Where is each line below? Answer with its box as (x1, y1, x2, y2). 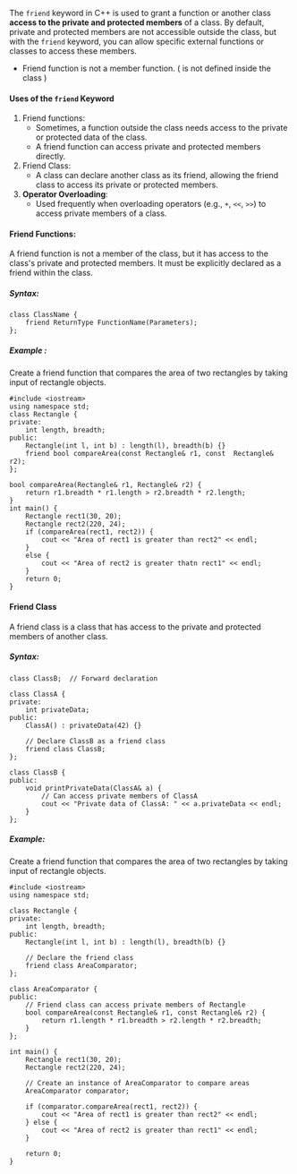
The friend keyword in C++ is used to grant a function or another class (9, 8, 271, 18)
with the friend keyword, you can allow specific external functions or (9, 36, 265, 47)
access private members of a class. (35, 208, 167, 219)
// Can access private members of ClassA (41, 792, 199, 801)
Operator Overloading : (21, 189, 109, 200)
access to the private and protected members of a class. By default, (9, 17, 265, 28)
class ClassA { (9, 690, 66, 698)
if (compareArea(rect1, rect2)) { (25, 527, 154, 536)
